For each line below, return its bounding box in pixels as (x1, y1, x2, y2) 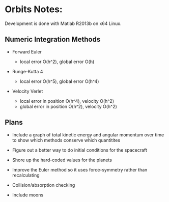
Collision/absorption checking (12, 182, 75, 188)
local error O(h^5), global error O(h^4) (19, 78, 99, 84)
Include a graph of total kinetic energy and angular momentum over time (12, 131, 164, 138)
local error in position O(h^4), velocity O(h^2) (19, 98, 115, 104)
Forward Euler (12, 48, 42, 54)
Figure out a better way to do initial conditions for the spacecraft (12, 147, 147, 153)
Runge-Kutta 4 (12, 68, 43, 74)
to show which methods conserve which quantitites (12, 137, 121, 143)
